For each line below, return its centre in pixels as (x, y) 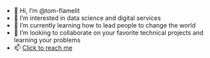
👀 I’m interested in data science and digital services (87, 18)
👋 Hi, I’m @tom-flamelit (47, 11)
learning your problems (47, 40)
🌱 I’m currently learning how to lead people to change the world (105, 25)
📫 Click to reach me (43, 48)
